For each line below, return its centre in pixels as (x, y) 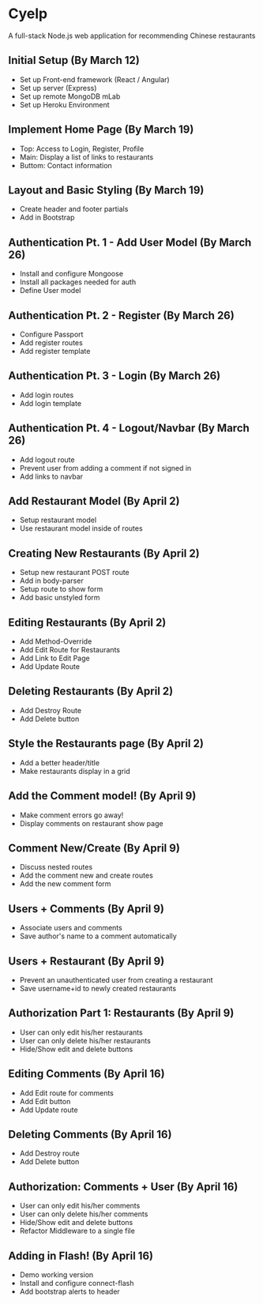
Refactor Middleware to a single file (77, 1231)
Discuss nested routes (56, 867)
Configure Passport (51, 334)
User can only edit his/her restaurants (81, 1032)
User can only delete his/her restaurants (85, 1040)
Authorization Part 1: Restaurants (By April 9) (121, 1013)
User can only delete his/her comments (84, 1214)
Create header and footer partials (74, 209)
